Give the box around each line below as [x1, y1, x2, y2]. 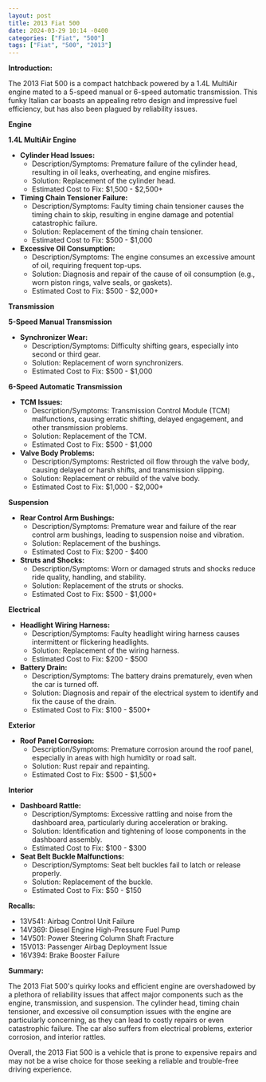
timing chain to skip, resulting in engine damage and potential [31, 210, 234, 219]
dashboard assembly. [31, 835, 103, 844]
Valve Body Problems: [19, 448, 96, 458]
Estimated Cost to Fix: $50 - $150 [31, 886, 142, 895]
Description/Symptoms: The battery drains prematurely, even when [31, 671, 253, 681]
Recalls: [8, 901, 36, 910]
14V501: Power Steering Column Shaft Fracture [19, 934, 174, 943]
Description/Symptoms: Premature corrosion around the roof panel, [31, 744, 254, 754]
